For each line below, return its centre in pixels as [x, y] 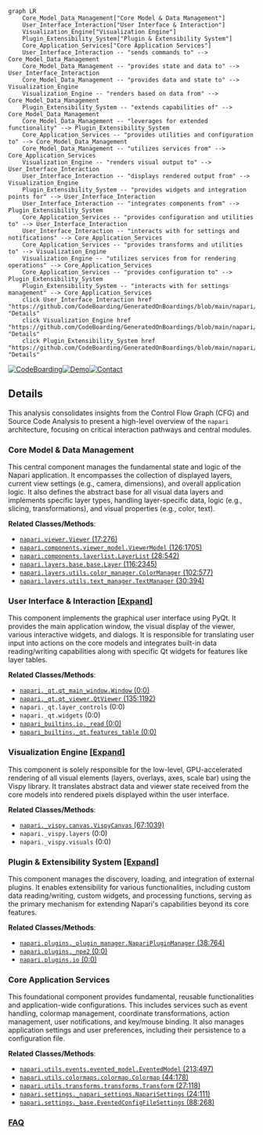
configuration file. [36, 1038]
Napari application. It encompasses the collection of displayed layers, [120, 476]
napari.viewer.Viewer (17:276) [68, 539]
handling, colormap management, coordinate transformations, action [119, 1013]
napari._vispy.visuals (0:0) [65, 841]
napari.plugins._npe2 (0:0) [63, 951]
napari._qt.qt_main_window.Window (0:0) [85, 690]
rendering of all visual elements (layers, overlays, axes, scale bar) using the [130, 778]
